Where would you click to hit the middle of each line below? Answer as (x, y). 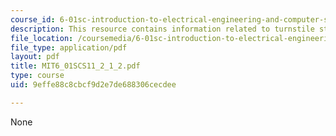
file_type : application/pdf (69, 47)
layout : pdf (35, 57)
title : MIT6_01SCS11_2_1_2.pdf (75, 66)
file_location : (42, 38)
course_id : (33, 19)
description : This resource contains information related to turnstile (162, 29)
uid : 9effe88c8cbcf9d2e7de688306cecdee (93, 85)
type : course (37, 76)
